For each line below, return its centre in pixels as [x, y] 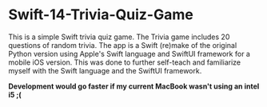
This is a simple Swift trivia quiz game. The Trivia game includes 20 [119, 37]
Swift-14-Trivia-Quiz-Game [101, 15]
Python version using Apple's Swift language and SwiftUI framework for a [129, 53]
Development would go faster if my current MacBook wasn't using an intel [134, 86]
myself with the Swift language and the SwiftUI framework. [105, 70]
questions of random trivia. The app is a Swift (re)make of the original [123, 45]
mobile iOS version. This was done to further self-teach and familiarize [125, 62]
